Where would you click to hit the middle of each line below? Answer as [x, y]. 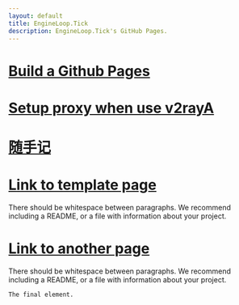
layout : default [36, 16]
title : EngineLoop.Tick [48, 23]
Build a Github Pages [80, 71]
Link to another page [79, 249]
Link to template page [83, 185]
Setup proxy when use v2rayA [111, 108]
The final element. [41, 294]
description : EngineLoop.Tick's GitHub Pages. [88, 31]
